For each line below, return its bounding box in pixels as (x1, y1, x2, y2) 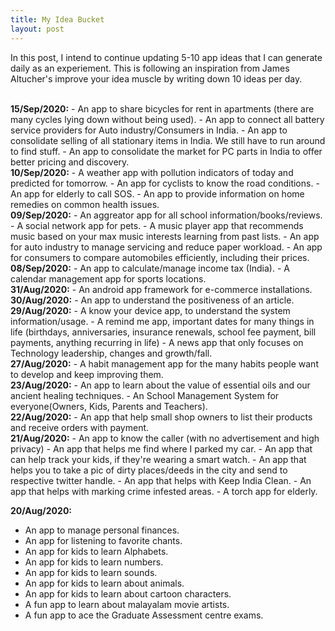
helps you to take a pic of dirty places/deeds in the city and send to (10, 464, 288, 476)
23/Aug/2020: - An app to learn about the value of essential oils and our (10, 379, 311, 391)
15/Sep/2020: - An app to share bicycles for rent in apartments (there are (10, 102, 315, 115)
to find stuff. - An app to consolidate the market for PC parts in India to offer (10, 145, 323, 157)
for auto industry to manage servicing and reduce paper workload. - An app (10, 241, 323, 253)
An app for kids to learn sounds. (24, 566, 158, 578)
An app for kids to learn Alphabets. (24, 545, 169, 557)
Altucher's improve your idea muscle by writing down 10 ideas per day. (10, 72, 303, 85)
